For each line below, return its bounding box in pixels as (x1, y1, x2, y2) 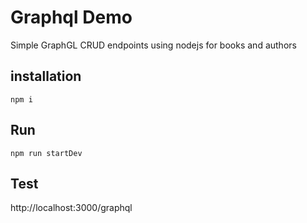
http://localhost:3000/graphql (10, 202, 133, 214)
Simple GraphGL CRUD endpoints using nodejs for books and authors (10, 39, 297, 51)
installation (10, 68, 82, 85)
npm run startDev (10, 148, 83, 158)
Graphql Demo (10, 6, 133, 29)
